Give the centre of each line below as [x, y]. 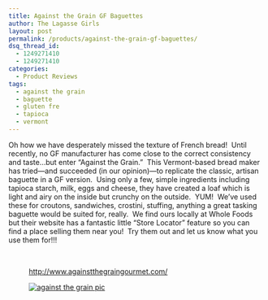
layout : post [30, 31]
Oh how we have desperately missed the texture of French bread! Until [128, 145]
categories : [28, 69]
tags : [17, 84]
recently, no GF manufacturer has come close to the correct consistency [130, 153]
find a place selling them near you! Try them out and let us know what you [133, 231]
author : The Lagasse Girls [54, 24]
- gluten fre [38, 107]
